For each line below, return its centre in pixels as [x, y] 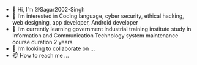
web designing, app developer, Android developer [75, 22]
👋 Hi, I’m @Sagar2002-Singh [48, 10]
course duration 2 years [42, 42]
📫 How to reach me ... [40, 55]
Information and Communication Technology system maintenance [95, 36]
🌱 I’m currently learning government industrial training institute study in [102, 29]
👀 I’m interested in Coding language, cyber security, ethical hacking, [98, 16]
